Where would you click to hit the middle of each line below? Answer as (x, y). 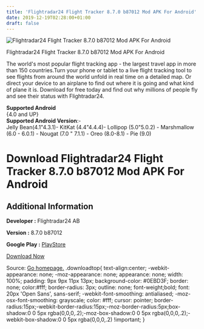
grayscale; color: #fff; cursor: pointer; (106, 300)
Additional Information (50, 206)
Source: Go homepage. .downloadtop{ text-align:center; (76, 268)
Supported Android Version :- (44, 121)
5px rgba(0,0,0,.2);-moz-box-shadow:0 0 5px (94, 313)
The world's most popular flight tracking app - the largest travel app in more (101, 64)
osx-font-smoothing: (32, 300)
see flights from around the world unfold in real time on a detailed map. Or (99, 77)
